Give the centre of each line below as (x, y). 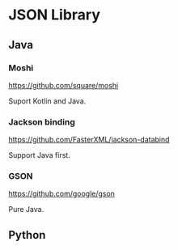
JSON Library (55, 15)
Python (27, 235)
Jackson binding (42, 121)
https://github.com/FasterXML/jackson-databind (89, 140)
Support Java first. (39, 155)
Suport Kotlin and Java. (47, 101)
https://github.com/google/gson (62, 194)
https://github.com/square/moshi (64, 85)
